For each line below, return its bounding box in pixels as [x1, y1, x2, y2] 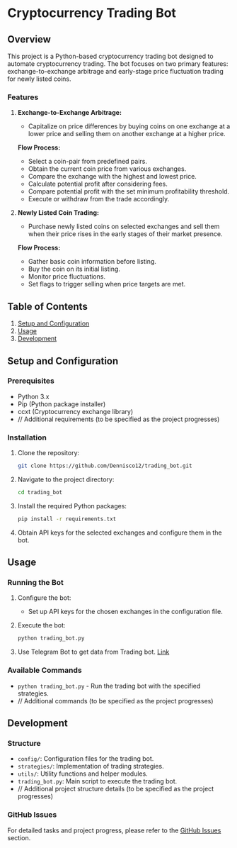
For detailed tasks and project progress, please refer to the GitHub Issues [7, 826, 221, 835]
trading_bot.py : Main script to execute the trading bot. [17, 777, 178, 786]
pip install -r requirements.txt [17, 515, 117, 523]
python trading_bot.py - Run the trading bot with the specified [17, 681, 201, 690]
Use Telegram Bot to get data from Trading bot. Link [17, 647, 170, 657]
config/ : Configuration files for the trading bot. [17, 754, 154, 763]
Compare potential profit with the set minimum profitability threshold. [28, 187, 230, 196]
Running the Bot [7, 578, 64, 588]
